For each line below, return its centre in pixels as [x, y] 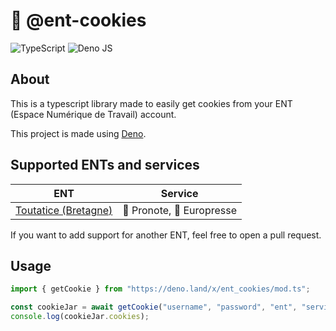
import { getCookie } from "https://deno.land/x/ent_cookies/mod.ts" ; [160, 289]
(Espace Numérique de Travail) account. [93, 114]
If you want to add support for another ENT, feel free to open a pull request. [166, 235]
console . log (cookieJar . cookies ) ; [80, 317]
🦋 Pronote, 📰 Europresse [179, 210]
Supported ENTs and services [105, 165]
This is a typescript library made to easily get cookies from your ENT [151, 103]
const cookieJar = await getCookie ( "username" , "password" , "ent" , [154, 307]
